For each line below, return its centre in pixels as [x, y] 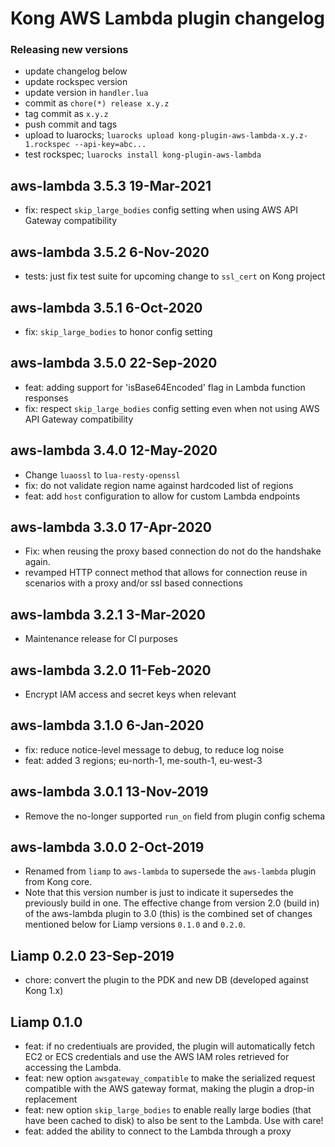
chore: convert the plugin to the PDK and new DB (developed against [166, 980]
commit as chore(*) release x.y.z [97, 103]
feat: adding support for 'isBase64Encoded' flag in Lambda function [165, 387]
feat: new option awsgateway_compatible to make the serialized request [170, 1078]
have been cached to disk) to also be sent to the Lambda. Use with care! [174, 1121]
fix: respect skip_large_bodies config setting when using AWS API [161, 210]
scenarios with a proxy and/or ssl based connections [133, 583]
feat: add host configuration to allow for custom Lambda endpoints [162, 496]
